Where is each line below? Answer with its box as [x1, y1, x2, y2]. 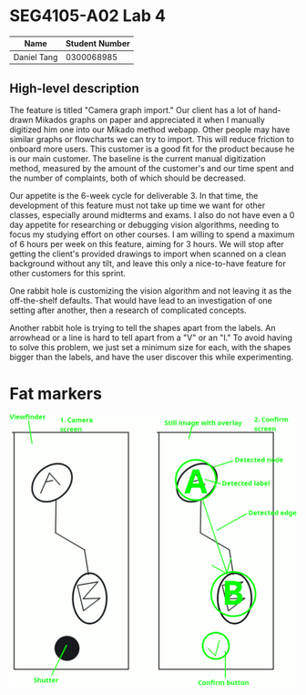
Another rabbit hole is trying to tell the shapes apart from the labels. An [9, 323, 276, 333]
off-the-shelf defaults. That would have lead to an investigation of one [9, 296, 273, 306]
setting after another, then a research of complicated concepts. [9, 305, 248, 316]
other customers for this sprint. [9, 268, 126, 278]
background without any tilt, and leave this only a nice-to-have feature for [9, 258, 287, 269]
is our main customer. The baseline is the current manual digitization [9, 153, 266, 164]
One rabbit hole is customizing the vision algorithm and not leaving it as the [9, 285, 292, 296]
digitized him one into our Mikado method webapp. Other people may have [9, 124, 291, 135]
